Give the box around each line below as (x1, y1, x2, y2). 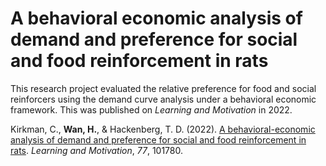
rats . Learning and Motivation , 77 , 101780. (10, 144, 184, 156)
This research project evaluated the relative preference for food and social (10, 82, 317, 94)
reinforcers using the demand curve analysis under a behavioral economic (10, 93, 317, 105)
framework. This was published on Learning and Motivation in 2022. (10, 103, 293, 116)
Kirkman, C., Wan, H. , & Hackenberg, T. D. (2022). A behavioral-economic (10, 123, 316, 135)
